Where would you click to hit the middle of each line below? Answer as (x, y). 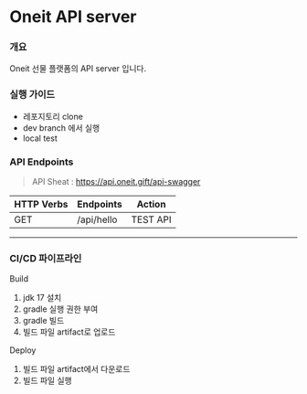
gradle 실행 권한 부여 (60, 309)
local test (40, 138)
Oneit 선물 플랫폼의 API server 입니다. (78, 69)
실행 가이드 (32, 95)
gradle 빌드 (43, 321)
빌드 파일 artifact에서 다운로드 (76, 369)
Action (151, 205)
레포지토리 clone (53, 116)
